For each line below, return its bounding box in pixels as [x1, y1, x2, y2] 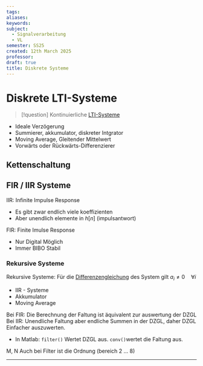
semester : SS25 [6, 43, 45, 49]
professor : [6, 54, 34, 60]
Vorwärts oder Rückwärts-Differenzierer [14, 142, 115, 149]
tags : [6, 8, 20, 15]
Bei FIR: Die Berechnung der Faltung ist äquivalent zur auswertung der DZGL [6, 311, 197, 318]
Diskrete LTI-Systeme [6, 91, 118, 105]
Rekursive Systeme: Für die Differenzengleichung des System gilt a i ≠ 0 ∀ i [6, 273, 196, 282]
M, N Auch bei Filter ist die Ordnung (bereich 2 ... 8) [6, 347, 135, 355]
